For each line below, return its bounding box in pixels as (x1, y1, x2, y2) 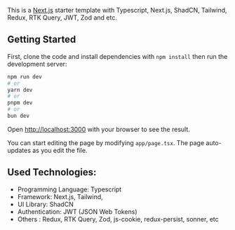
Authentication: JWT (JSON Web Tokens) (17, 207, 138, 216)
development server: (7, 60, 67, 68)
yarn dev (7, 86, 33, 93)
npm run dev (7, 73, 42, 80)
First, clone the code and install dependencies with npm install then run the (7, 52, 228, 60)
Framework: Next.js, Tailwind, (17, 192, 103, 201)
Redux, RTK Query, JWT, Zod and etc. (7, 13, 117, 22)
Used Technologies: (7, 166, 97, 178)
